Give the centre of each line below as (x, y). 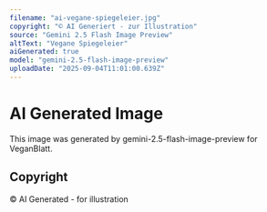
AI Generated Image (87, 114)
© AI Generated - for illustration (69, 199)
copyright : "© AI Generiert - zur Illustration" (103, 26)
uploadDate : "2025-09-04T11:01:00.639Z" (87, 69)
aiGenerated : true (44, 52)
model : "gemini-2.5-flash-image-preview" (89, 60)
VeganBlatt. (31, 148)
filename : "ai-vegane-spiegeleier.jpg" (85, 18)
